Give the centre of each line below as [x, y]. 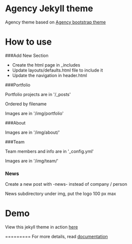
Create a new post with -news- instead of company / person [66, 184]
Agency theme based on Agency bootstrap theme [55, 22]
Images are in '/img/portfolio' [34, 113]
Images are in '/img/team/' [32, 161]
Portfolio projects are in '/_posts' [38, 94]
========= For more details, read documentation [56, 237]
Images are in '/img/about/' [33, 132]
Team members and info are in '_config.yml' [50, 151]
